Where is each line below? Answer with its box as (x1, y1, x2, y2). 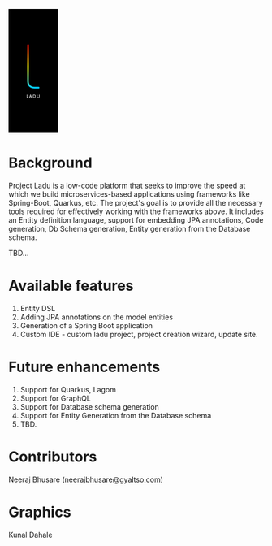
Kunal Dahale (8, 530, 53, 539)
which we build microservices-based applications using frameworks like (8, 188, 250, 199)
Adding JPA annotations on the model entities (19, 312, 173, 322)
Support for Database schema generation (19, 401, 160, 411)
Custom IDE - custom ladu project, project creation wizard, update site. (19, 329, 258, 339)
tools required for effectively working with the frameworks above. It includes (8, 206, 264, 216)
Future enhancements (8, 358, 161, 376)
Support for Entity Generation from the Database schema (19, 410, 212, 420)
